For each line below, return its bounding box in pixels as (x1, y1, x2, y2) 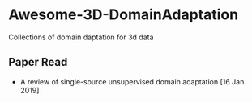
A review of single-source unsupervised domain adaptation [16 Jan (19, 76, 245, 86)
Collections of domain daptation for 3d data (8, 32, 154, 42)
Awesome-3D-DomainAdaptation (8, 6, 239, 24)
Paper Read (8, 55, 68, 69)
